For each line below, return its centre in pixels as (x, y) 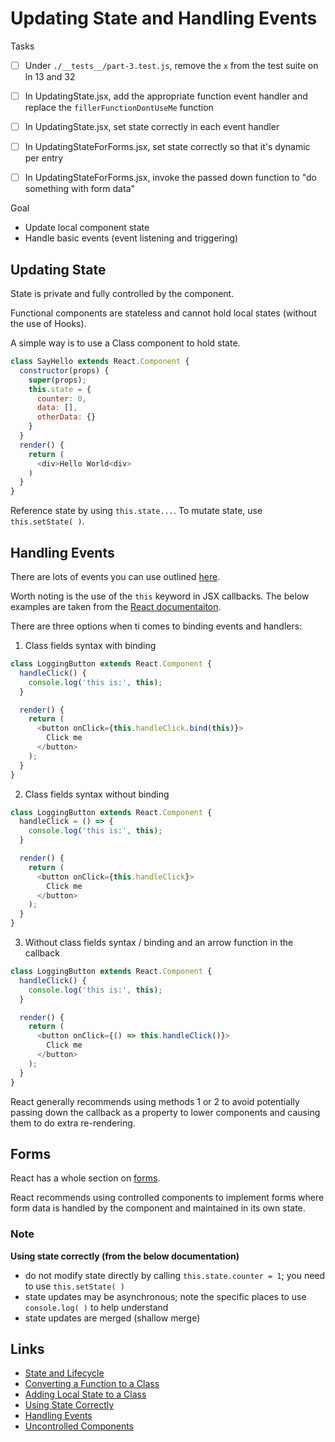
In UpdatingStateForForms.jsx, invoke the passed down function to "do (171, 178)
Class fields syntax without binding (97, 794)
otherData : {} (66, 417)
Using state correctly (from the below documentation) (125, 1256)
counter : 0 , (61, 398)
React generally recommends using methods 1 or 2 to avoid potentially (155, 1101)
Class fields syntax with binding (90, 645)
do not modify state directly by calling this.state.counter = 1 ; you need (175, 1275)
